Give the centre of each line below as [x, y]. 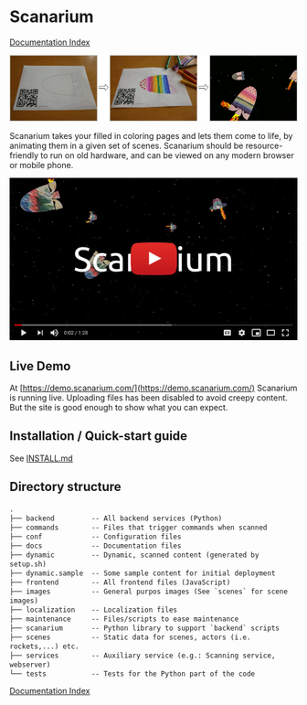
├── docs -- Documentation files [95, 546]
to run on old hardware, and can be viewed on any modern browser [167, 155]
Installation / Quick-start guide [99, 436]
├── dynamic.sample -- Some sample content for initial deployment [143, 573]
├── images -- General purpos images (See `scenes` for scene [148, 592]
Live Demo [40, 366]
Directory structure [65, 487]
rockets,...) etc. [44, 646]
